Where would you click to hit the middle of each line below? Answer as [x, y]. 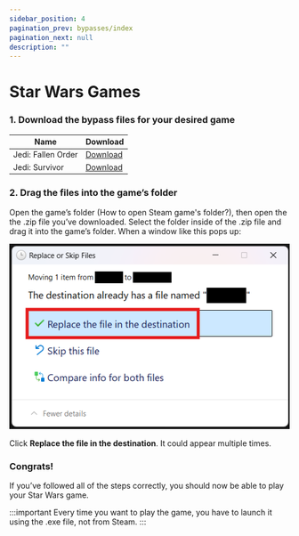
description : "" [39, 47]
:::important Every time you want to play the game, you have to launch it [141, 513]
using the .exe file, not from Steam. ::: [78, 522]
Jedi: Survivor [38, 167]
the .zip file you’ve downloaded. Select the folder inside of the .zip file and [145, 222]
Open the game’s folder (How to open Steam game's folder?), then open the [148, 212]
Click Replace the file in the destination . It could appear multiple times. [140, 443]
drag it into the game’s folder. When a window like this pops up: [125, 231]
